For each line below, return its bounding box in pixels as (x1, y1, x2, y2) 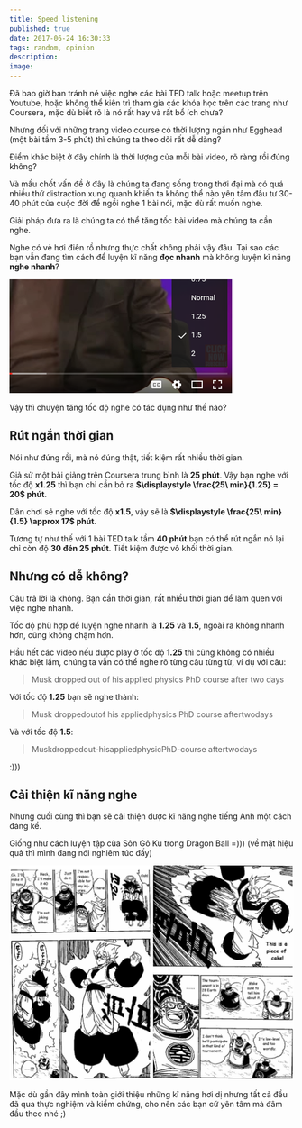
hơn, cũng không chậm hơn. (9, 629, 114, 640)
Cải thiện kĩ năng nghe (9, 787, 138, 803)
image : (9, 62, 34, 71)
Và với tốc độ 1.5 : (9, 726, 74, 737)
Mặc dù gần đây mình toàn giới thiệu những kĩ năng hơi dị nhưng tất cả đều (9, 1089, 288, 1100)
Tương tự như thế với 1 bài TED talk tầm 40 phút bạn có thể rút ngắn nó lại (9, 532, 285, 544)
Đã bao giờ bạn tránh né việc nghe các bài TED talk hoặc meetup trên (9, 88, 269, 98)
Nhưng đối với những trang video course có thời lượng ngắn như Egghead (9, 124, 283, 135)
